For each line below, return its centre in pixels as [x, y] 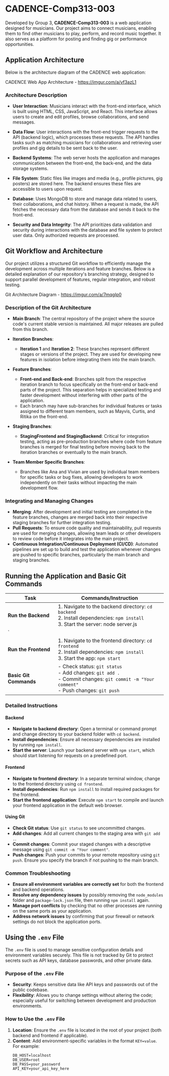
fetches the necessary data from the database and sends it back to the [86, 209]
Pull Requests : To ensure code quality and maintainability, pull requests [87, 528]
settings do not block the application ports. [57, 922]
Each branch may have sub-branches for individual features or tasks [91, 406]
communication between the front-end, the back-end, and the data [82, 163]
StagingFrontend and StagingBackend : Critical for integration [84, 436]
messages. [24, 122]
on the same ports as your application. [52, 911]
